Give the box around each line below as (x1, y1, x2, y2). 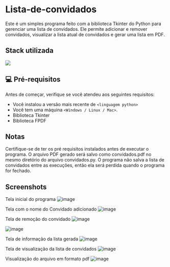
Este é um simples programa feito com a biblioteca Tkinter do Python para (5, 20, 162, 27)
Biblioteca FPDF (12, 117, 47, 124)
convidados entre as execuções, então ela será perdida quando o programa (5, 162, 165, 169)
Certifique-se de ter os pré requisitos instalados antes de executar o (5, 146, 149, 152)
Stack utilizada (5, 46, 54, 55)
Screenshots (5, 182, 47, 191)
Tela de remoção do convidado (5, 216, 71, 222)
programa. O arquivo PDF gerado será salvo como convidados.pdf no (5, 151, 152, 157)
